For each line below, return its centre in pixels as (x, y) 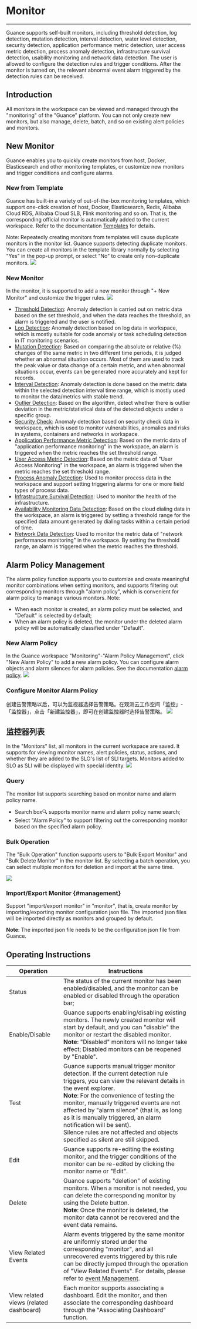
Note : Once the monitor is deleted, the (116, 1210)
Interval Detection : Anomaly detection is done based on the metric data (101, 384)
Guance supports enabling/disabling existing (125, 1013)
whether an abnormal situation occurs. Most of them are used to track (99, 359)
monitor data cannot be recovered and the (122, 1217)
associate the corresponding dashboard (119, 1303)
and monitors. (23, 127)
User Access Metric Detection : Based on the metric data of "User (94, 459)
